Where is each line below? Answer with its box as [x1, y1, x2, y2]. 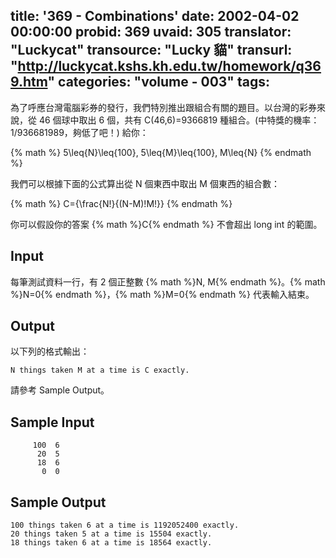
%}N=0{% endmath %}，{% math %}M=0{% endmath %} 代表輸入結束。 [10, 288, 315, 300]
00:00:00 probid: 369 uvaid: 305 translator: [10, 24, 292, 41]
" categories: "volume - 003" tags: [47, 74, 270, 91]
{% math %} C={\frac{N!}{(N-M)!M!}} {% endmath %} [10, 197, 233, 209]
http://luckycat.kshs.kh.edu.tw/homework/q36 [17, 58, 322, 75]
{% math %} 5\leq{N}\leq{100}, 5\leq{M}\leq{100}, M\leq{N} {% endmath [10, 146, 312, 158]
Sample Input [10, 414, 95, 431]
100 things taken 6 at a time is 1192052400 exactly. [10, 520, 240, 531]
